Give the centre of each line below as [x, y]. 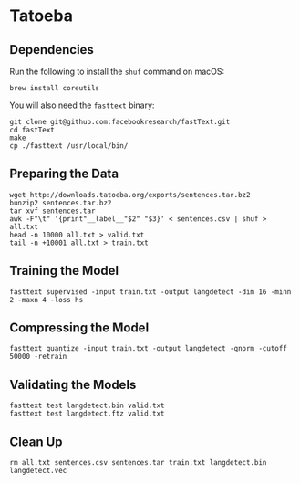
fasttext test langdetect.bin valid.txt [88, 406]
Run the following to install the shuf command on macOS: [117, 71]
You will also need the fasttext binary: [82, 105]
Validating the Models [73, 384]
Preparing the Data [64, 174]
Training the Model [64, 271]
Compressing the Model [79, 328]
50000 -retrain [38, 357]
